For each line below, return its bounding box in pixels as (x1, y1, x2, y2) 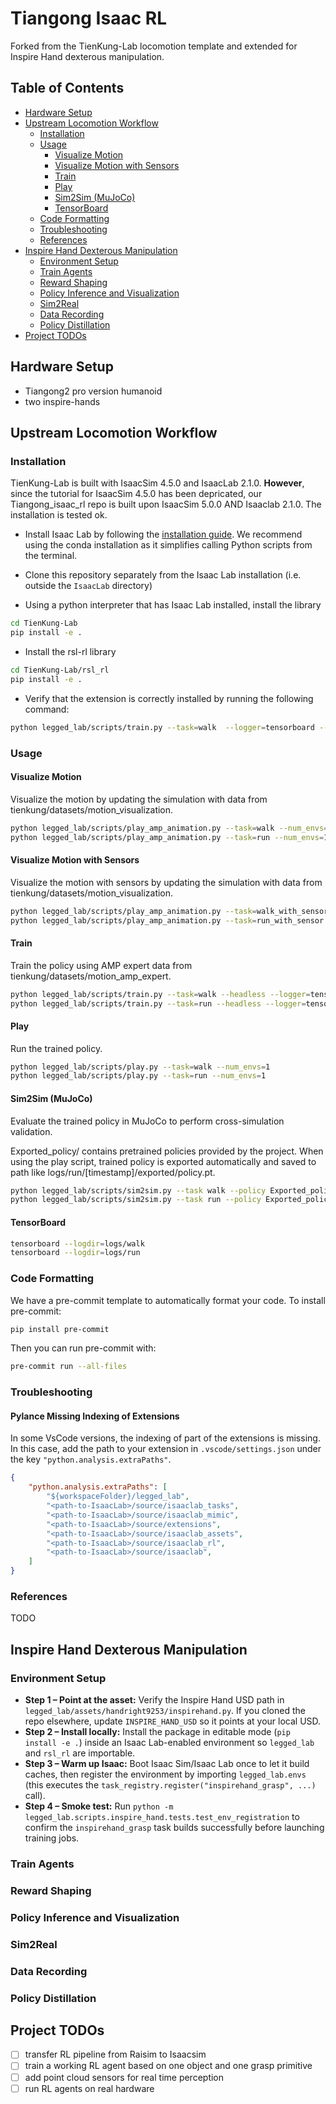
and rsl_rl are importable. (24, 1747, 136, 1759)
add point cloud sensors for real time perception (24, 2071, 225, 2083)
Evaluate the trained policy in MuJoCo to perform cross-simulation (10, 1115, 285, 1127)
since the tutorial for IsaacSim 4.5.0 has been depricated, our (10, 488, 263, 500)
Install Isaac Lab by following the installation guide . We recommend (24, 528, 303, 541)
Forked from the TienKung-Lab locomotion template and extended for (10, 40, 298, 52)
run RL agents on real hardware (24, 2082, 155, 2094)
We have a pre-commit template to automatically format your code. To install (10, 1294, 326, 1306)
